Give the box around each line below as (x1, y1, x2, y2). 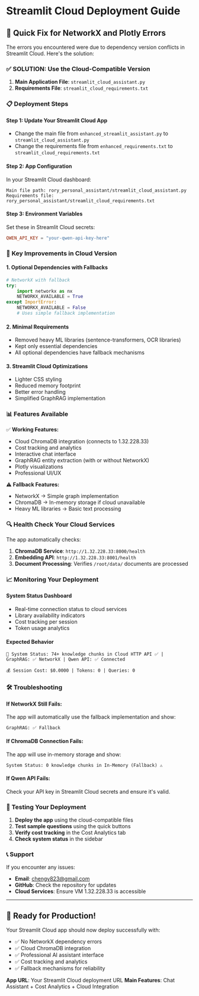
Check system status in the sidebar (14, 835, 104, 842)
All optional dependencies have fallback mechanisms (14, 349, 145, 356)
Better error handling (14, 389, 66, 396)
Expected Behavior (6, 638, 54, 645)
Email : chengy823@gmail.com (14, 875, 90, 882)
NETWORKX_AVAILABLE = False (17, 305, 86, 311)
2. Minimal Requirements (6, 323, 69, 330)
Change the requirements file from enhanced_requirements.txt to (14, 143, 173, 150)
